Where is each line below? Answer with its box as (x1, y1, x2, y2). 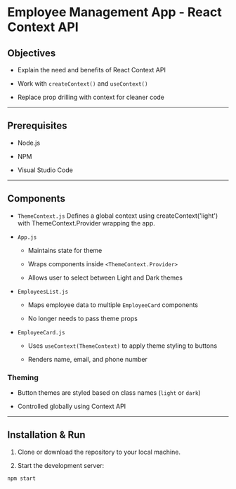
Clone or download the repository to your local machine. (17, 448, 181, 456)
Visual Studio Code (17, 166, 74, 174)
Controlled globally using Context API (17, 402, 126, 410)
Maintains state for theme (27, 246, 103, 254)
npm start (7, 475, 37, 482)
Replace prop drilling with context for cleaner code (17, 93, 165, 101)
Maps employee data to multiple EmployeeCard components (27, 300, 199, 309)
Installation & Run (7, 429, 86, 441)
